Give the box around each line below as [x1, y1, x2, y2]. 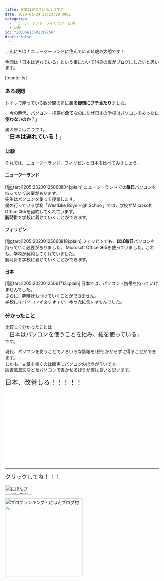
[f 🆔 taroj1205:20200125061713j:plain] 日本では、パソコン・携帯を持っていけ [5, 280, 159, 286]
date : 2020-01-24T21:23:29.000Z [5, 12, 71, 17]
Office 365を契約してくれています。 [5, 208, 77, 214]
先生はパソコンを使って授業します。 [5, 196, 77, 202]
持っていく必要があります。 [5, 190, 60, 196]
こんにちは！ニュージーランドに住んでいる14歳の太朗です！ [5, 48, 125, 54]
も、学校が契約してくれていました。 [5, 250, 78, 257]
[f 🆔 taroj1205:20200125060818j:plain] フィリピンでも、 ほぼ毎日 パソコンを [5, 238, 155, 244]
